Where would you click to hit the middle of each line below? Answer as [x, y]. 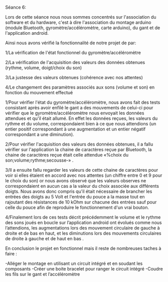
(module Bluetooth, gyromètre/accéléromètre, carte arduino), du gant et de [83, 28]
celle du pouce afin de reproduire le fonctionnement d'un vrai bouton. [77, 207]
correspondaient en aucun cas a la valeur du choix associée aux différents [82, 186]
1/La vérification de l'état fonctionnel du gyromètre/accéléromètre [73, 53]
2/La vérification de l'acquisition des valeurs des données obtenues [75, 62]
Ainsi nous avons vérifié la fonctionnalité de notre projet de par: [71, 43]
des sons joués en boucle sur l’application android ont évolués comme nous [83, 223]
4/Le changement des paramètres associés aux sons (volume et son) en [80, 87]
